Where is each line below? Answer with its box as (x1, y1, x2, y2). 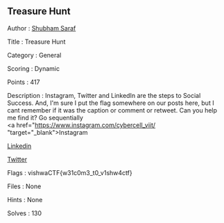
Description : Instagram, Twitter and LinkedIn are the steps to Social (7, 91, 201, 99)
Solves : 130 (7, 208, 42, 217)
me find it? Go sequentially (7, 113, 83, 122)
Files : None (7, 182, 42, 190)
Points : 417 (7, 78, 40, 86)
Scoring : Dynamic (7, 64, 60, 72)
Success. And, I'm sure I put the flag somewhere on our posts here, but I (7, 99, 214, 107)
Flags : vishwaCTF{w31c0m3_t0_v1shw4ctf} (7, 168, 133, 176)
